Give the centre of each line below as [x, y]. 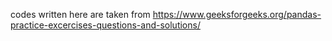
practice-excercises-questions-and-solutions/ [105, 25]
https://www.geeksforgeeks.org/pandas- [237, 14]
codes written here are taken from [80, 14]
